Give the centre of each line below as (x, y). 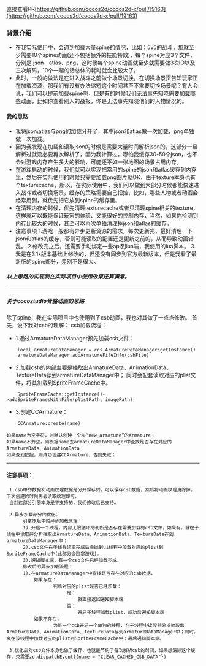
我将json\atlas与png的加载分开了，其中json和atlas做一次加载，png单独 (105, 131)
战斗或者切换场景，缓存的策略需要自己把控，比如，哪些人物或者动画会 (109, 193)
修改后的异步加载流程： (48, 567)
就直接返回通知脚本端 (101, 599)
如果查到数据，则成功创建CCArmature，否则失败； (61, 455)
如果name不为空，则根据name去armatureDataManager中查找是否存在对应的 (89, 442)
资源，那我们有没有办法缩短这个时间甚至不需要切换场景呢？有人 (112, 86)
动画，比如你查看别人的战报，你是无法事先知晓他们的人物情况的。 (104, 101)
